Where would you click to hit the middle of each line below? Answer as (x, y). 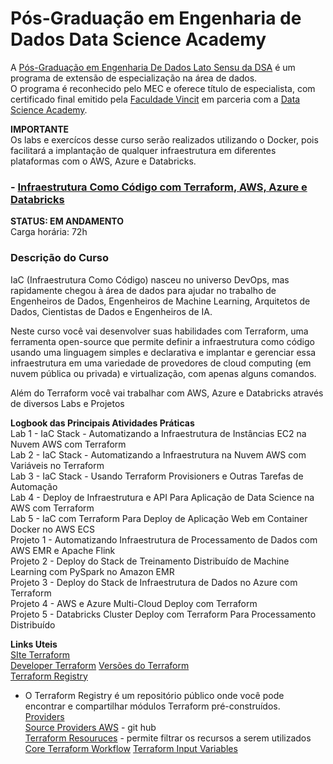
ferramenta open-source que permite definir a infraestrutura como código (162, 341)
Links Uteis (34, 644)
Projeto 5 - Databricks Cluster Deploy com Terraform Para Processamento (163, 614)
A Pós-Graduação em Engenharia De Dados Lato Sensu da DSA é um (153, 67)
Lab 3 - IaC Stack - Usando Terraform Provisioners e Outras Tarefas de (157, 476)
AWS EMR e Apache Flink (63, 550)
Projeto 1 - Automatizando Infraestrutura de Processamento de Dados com (164, 539)
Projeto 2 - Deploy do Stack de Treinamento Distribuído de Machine (150, 561)
